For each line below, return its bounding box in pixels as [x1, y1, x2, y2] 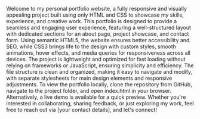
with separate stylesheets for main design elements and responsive [6, 74, 173, 82]
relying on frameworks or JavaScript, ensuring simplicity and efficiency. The [6, 62, 194, 69]
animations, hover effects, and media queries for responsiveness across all [6, 49, 191, 56]
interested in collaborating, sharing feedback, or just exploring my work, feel [6, 100, 194, 107]
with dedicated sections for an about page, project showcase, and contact [6, 30, 189, 37]
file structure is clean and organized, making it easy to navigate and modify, [6, 68, 193, 75]
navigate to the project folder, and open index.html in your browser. [6, 87, 172, 94]
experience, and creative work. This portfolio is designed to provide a [6, 18, 177, 24]
